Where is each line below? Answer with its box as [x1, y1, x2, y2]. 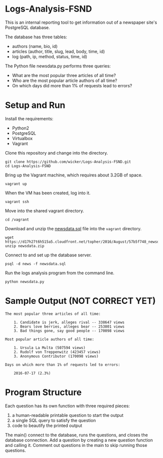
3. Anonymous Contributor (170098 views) [14, 354, 98, 359]
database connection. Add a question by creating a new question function [5, 437, 153, 443]
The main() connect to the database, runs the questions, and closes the [5, 432, 148, 438]
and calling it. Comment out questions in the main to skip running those [5, 442, 147, 448]
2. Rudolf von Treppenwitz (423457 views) [14, 349, 101, 354]
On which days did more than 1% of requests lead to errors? [12, 82, 132, 88]
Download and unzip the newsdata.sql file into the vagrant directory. [5, 225, 142, 231]
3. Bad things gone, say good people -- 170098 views [14, 328, 125, 333]
